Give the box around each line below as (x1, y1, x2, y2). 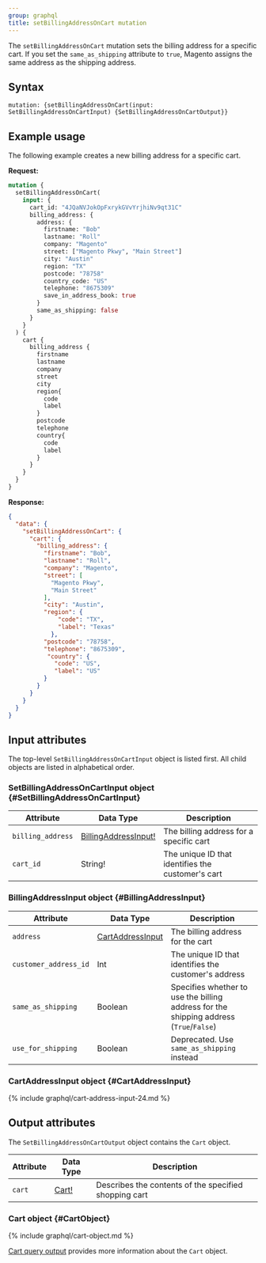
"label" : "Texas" (58, 623, 115, 631)
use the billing (170, 991, 223, 1002)
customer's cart (163, 868, 222, 879)
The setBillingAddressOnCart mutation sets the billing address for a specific (8, 40, 257, 50)
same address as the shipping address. (8, 57, 137, 67)
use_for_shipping (12, 1044, 78, 1052)
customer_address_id (12, 959, 89, 969)
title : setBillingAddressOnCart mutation (8, 19, 147, 27)
